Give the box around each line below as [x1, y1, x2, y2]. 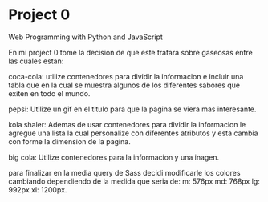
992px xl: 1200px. [8, 184, 67, 194]
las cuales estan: [8, 56, 64, 66]
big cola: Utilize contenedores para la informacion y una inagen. [8, 152, 220, 162]
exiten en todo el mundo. [8, 88, 91, 98]
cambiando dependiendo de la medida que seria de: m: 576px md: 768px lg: [8, 176, 261, 186]
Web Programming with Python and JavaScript [8, 32, 163, 42]
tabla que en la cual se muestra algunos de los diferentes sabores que [8, 80, 241, 90]
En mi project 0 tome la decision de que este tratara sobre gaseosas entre [8, 47, 253, 57]
